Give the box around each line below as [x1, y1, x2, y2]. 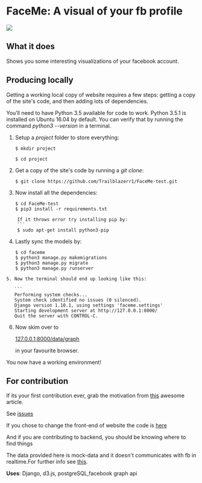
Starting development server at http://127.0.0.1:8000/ [14, 307, 158, 314]
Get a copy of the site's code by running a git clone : [14, 166, 144, 173]
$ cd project [14, 156, 48, 162]
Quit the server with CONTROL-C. [14, 313, 98, 319]
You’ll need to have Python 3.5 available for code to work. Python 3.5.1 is [6, 109, 186, 116]
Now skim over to [14, 323, 59, 331]
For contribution [6, 376, 69, 386]
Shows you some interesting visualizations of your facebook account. [6, 57, 179, 65]
